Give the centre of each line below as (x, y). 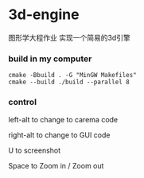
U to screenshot (35, 150)
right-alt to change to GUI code (59, 135)
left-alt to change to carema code (63, 119)
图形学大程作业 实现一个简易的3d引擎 (70, 37)
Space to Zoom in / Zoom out (56, 165)
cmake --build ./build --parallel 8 (69, 82)
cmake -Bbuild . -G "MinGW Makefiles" (72, 75)
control (23, 103)
